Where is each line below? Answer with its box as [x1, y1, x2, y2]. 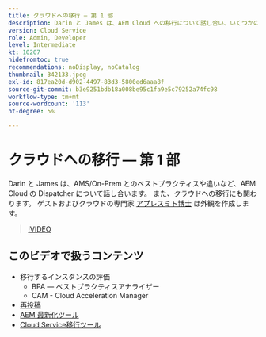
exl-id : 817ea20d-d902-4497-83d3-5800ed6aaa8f [8, 78, 165, 86]
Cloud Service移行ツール [19, 320, 101, 329]
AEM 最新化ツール [19, 310, 79, 320]
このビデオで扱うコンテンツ [8, 249, 144, 262]
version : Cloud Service [8, 26, 87, 34]
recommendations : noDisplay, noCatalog [8, 63, 140, 71]
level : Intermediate [8, 41, 77, 49]
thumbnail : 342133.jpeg [8, 71, 87, 79]
